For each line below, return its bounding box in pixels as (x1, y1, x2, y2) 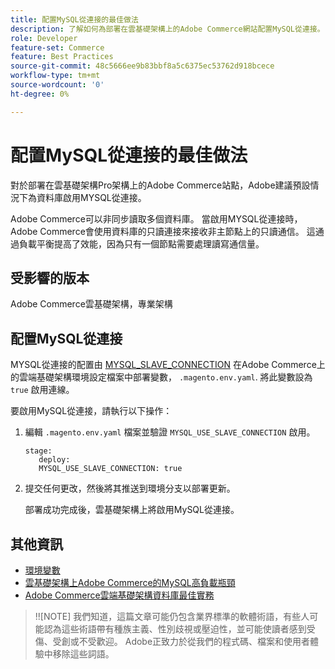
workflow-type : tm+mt (10, 71, 101, 81)
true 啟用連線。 (10, 384, 75, 396)
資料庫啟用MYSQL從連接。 (36, 191, 147, 203)
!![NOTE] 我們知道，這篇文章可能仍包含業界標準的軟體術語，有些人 (34, 611, 310, 622)
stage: (24, 446, 53, 456)
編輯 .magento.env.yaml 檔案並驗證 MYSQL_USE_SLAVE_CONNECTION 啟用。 (24, 426, 316, 438)
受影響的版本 (10, 269, 90, 286)
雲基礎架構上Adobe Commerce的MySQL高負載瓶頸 (24, 577, 236, 588)
